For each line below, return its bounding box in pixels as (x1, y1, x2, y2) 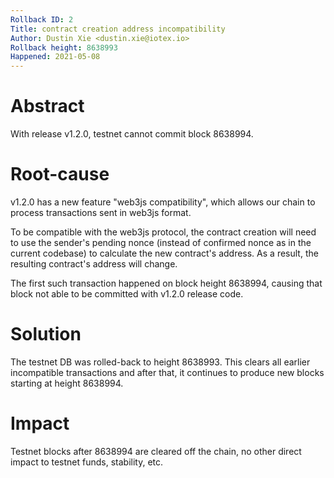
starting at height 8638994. (10, 377, 124, 389)
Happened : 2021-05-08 (10, 52, 101, 62)
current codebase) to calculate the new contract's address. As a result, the (10, 247, 319, 259)
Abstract (10, 95, 85, 118)
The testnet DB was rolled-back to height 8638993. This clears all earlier (10, 356, 311, 368)
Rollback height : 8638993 (10, 42, 118, 53)
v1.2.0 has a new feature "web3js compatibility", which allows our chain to (10, 196, 316, 208)
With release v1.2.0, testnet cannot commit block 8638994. (10, 128, 254, 140)
